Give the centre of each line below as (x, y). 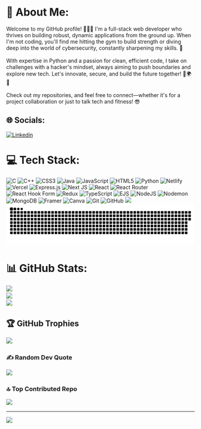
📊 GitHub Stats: (47, 268)
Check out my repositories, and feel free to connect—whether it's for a (93, 95)
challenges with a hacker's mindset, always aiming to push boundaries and (99, 67)
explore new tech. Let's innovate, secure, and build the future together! (94, 74)
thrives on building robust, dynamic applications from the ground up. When (99, 35)
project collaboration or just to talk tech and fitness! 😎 (73, 101)
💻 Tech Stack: (43, 160)
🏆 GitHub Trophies (43, 323)
